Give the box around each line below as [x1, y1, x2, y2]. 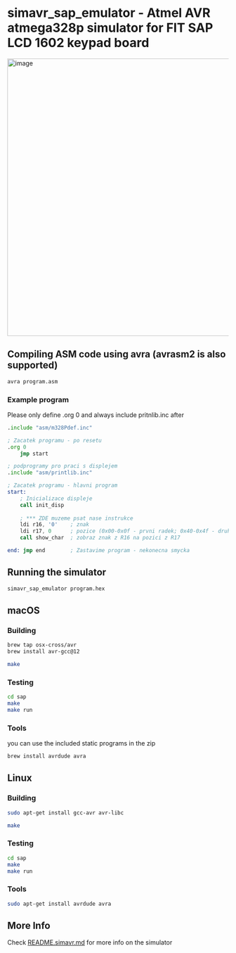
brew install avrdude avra [7, 753, 86, 760]
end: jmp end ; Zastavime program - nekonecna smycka [7, 547, 190, 554]
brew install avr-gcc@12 [7, 648, 80, 655]
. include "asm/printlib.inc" [7, 469, 93, 476]
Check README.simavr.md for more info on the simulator [7, 938, 173, 947]
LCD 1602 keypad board [7, 35, 150, 51]
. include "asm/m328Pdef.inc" [7, 424, 93, 431]
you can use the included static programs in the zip [7, 739, 156, 748]
